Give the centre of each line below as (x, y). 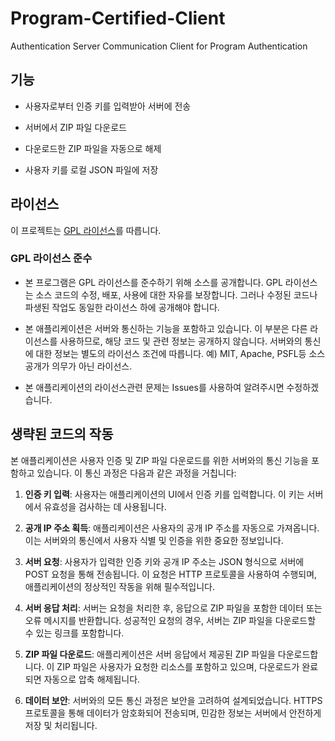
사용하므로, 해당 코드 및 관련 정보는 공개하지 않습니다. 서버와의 (181, 341)
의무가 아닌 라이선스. (92, 366)
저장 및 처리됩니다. (61, 725)
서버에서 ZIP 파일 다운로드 (75, 127)
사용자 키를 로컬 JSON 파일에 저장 (91, 169)
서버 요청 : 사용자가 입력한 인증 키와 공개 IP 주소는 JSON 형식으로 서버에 (164, 561)
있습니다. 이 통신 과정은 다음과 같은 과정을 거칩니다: (136, 473)
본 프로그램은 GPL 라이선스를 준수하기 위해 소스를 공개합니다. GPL (153, 282)
